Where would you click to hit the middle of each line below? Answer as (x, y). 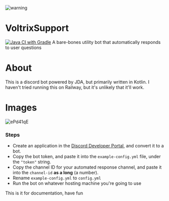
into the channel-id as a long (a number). (55, 173)
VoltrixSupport (37, 28)
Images (21, 108)
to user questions (24, 47)
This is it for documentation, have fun (44, 193)
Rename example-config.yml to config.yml (57, 178)
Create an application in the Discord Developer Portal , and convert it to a (88, 146)
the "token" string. (32, 162)
